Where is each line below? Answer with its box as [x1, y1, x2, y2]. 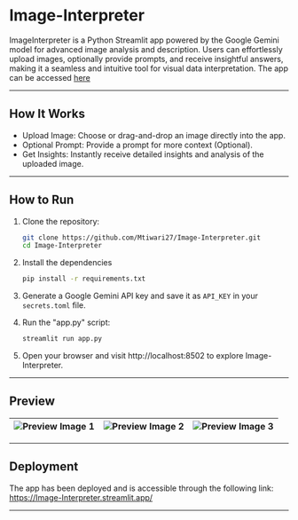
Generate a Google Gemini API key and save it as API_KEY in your [21, 290, 259, 302]
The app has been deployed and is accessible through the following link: [9, 483, 274, 493]
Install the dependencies [21, 257, 113, 268]
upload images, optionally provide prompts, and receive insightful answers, [9, 53, 284, 64]
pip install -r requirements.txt [21, 274, 146, 284]
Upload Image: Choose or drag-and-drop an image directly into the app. [21, 130, 286, 140]
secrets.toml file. [21, 300, 86, 311]
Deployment [9, 459, 79, 475]
